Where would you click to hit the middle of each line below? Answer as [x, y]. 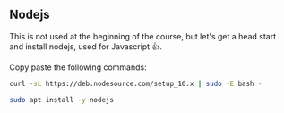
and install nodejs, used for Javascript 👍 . [86, 46]
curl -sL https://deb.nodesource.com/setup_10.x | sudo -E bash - [136, 83]
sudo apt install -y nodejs [62, 100]
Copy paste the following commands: [78, 67]
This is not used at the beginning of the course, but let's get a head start [142, 36]
